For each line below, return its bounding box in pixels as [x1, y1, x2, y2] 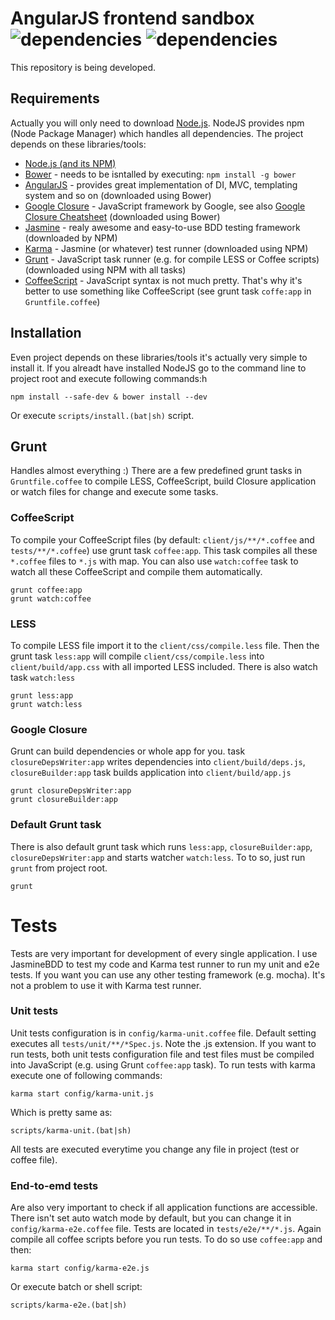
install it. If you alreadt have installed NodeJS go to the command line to [10, 362, 307, 374]
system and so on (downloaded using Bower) [24, 189, 212, 201]
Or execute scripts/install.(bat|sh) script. [10, 409, 195, 421]
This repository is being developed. [10, 61, 157, 73]
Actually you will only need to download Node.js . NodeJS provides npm [10, 117, 305, 129]
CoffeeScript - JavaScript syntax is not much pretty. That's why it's [24, 274, 303, 286]
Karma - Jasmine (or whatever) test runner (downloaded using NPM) [24, 242, 309, 254]
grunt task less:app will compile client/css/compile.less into [10, 650, 265, 662]
